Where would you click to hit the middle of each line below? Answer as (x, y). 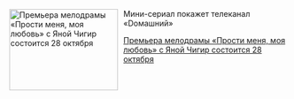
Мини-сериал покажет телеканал (187, 14)
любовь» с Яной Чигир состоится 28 (193, 49)
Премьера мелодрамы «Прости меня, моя (205, 40)
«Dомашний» (148, 23)
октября (139, 59)
